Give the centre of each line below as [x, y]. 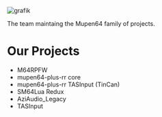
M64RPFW [32, 70]
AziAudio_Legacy [41, 99]
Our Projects [43, 51]
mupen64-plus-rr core [49, 77]
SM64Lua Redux [40, 91]
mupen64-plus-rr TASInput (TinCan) [68, 84]
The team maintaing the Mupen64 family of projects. [81, 23]
